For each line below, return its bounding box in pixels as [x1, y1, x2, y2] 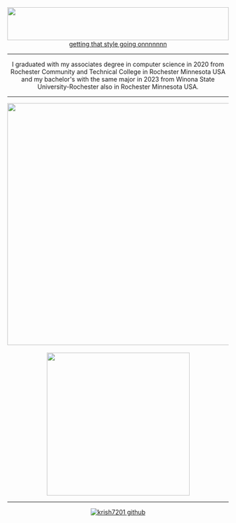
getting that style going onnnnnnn [69, 40, 167, 48]
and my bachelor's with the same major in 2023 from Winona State [20, 75, 216, 83]
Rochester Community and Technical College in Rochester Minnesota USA [10, 68, 226, 76]
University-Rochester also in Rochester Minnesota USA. [37, 82, 199, 91]
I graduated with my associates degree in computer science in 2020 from [11, 60, 225, 68]
